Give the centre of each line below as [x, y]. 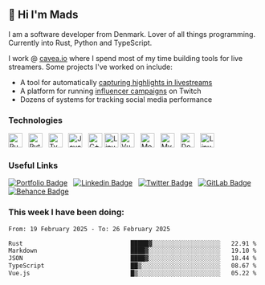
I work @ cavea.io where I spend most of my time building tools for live [126, 58]
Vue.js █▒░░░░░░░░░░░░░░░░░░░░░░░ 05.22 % [132, 274]
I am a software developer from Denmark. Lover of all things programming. [132, 34]
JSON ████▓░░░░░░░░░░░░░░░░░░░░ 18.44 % [132, 259]
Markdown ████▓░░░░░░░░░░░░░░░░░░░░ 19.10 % [132, 251]
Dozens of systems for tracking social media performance [116, 99]
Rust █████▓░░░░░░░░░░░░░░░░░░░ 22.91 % [132, 243]
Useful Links [33, 165]
